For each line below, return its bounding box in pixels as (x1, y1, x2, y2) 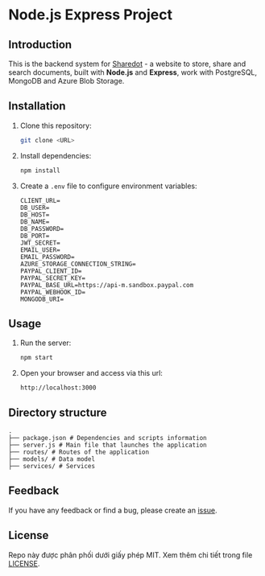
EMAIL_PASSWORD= (19, 253, 75, 261)
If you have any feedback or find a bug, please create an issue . (8, 505, 217, 515)
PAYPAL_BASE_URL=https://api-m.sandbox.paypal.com (19, 281, 194, 289)
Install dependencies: (19, 150, 92, 160)
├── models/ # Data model (8, 455, 95, 463)
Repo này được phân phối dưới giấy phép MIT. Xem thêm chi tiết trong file (8, 549, 253, 560)
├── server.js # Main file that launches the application (8, 441, 207, 450)
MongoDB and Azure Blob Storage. (8, 76, 125, 85)
